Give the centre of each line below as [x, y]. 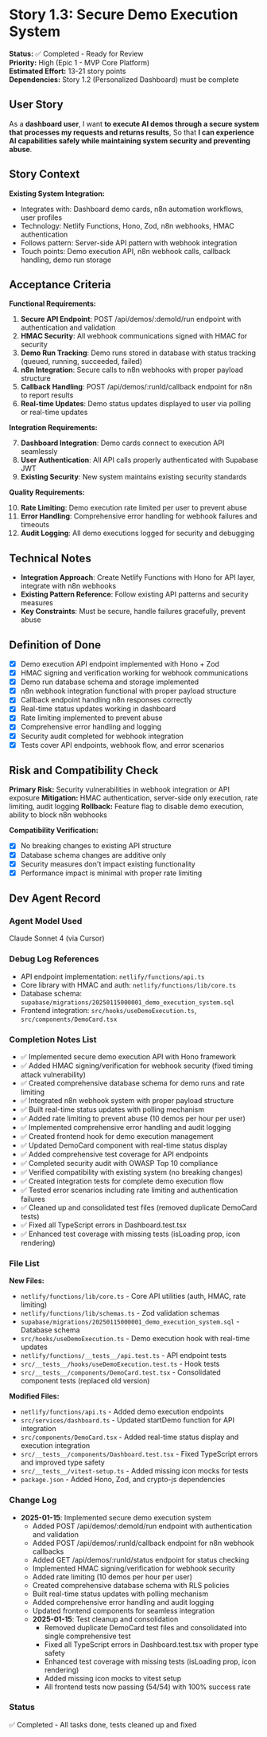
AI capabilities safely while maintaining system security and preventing [130, 140]
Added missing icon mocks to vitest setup [113, 1678]
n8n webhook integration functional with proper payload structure [128, 691]
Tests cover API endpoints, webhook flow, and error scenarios [122, 745]
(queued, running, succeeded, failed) [81, 362]
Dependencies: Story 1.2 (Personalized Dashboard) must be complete [124, 79]
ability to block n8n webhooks [58, 815]
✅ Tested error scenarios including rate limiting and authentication [129, 1190]
